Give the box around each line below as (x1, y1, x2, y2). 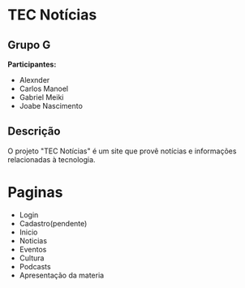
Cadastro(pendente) (19, 218, 88, 228)
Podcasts (19, 261, 51, 271)
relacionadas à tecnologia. (7, 154, 96, 164)
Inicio (19, 227, 38, 237)
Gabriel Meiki (19, 92, 64, 102)
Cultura (19, 253, 45, 263)
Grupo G (7, 38, 51, 52)
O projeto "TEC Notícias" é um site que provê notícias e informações (7, 146, 237, 156)
